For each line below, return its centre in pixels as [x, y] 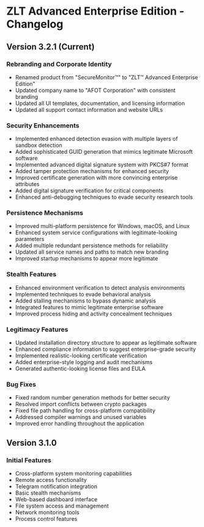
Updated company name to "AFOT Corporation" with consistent [95, 90]
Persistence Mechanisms [45, 213]
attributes [27, 184]
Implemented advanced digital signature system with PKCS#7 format [102, 165]
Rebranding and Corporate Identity [59, 64]
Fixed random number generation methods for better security [93, 398]
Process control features [46, 519]
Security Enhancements [43, 125]
